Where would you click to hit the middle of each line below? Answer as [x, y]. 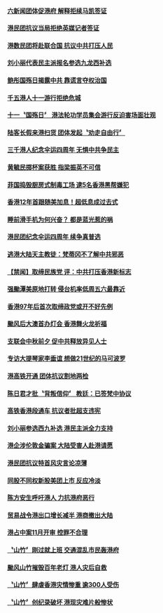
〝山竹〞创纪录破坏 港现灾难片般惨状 [60, 602]
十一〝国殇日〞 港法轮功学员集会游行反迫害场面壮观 [81, 115]
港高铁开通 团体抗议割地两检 [48, 376]
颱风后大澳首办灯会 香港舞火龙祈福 [57, 324]
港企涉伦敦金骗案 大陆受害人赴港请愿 [60, 446]
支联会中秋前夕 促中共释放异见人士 [57, 341]
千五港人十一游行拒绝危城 [44, 98]
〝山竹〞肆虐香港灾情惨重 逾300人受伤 [63, 585]
